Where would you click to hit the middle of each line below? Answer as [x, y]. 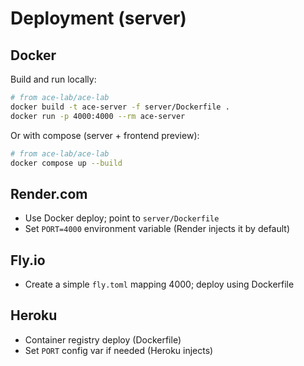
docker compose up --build [66, 163]
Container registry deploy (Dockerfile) [103, 339]
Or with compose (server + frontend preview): [105, 135]
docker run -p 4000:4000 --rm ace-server [98, 116]
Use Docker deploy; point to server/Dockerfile [122, 218]
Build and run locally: [53, 79]
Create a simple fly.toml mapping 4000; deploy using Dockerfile [159, 284]
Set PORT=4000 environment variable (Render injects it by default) [157, 229]
